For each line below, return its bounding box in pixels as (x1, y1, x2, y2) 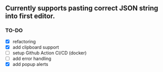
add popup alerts (12, 61, 48, 67)
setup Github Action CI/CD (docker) (12, 50, 87, 56)
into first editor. (5, 12, 56, 21)
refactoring (12, 38, 36, 44)
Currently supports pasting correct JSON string (5, 4, 158, 13)
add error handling (12, 55, 51, 61)
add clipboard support (12, 44, 59, 50)
